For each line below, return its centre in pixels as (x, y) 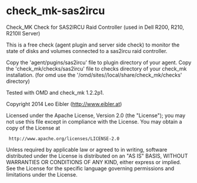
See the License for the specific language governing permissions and (90, 168)
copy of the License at (33, 128)
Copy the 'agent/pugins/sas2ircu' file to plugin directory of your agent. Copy (99, 62)
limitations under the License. (42, 174)
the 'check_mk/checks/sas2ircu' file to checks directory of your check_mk (96, 68)
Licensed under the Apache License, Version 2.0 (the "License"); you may (96, 115)
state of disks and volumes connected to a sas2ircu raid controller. (87, 51)
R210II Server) (23, 33)
